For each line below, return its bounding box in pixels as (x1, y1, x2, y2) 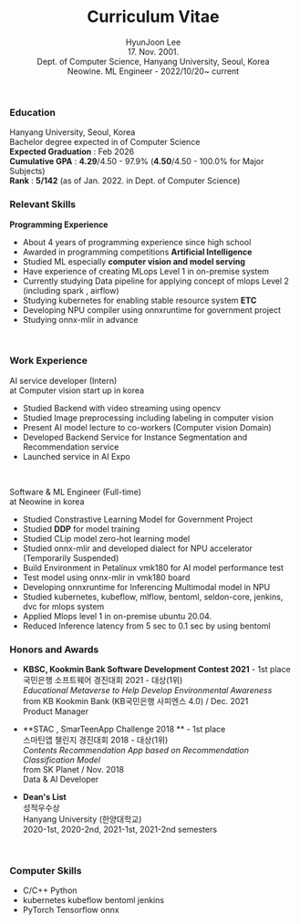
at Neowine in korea (9, 495, 85, 507)
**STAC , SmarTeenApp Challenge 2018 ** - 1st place (22, 723, 226, 735)
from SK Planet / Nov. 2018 (22, 764, 125, 775)
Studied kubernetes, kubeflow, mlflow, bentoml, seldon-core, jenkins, (22, 591, 284, 602)
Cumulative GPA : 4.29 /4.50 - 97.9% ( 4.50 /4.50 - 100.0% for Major (9, 156, 264, 167)
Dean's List (22, 792, 67, 803)
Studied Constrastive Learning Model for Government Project (22, 514, 253, 524)
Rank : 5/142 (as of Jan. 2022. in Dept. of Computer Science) (9, 175, 241, 186)
